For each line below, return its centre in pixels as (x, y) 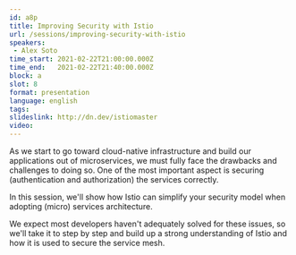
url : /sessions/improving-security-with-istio (97, 34)
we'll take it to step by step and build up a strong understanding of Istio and (148, 233)
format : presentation (50, 92)
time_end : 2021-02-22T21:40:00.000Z (81, 68)
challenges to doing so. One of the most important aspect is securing (137, 170)
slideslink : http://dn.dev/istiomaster (84, 117)
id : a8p (24, 17)
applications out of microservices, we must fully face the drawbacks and (143, 161)
